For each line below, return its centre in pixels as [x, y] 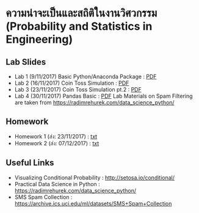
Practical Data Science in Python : [57, 184]
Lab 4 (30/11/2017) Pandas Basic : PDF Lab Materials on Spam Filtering [103, 96]
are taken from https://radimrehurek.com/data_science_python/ [94, 103]
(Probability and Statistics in [79, 27]
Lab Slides [26, 62]
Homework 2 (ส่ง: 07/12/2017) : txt [57, 143]
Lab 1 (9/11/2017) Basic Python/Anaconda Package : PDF [85, 77]
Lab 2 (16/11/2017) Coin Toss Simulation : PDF [72, 83]
